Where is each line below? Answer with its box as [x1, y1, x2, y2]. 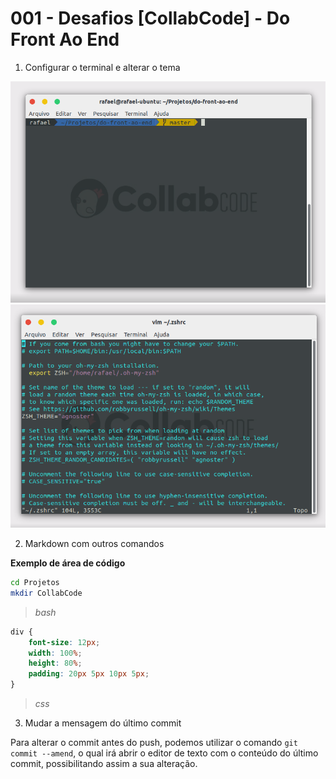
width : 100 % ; [28, 648, 83, 658]
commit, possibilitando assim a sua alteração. [10, 758, 198, 770]
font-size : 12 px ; [28, 637, 101, 647]
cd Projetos [10, 578, 60, 588]
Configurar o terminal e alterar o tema [24, 61, 181, 73]
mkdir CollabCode [10, 588, 83, 598]
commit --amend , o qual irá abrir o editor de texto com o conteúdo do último [10, 747, 319, 759]
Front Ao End [10, 28, 120, 51]
